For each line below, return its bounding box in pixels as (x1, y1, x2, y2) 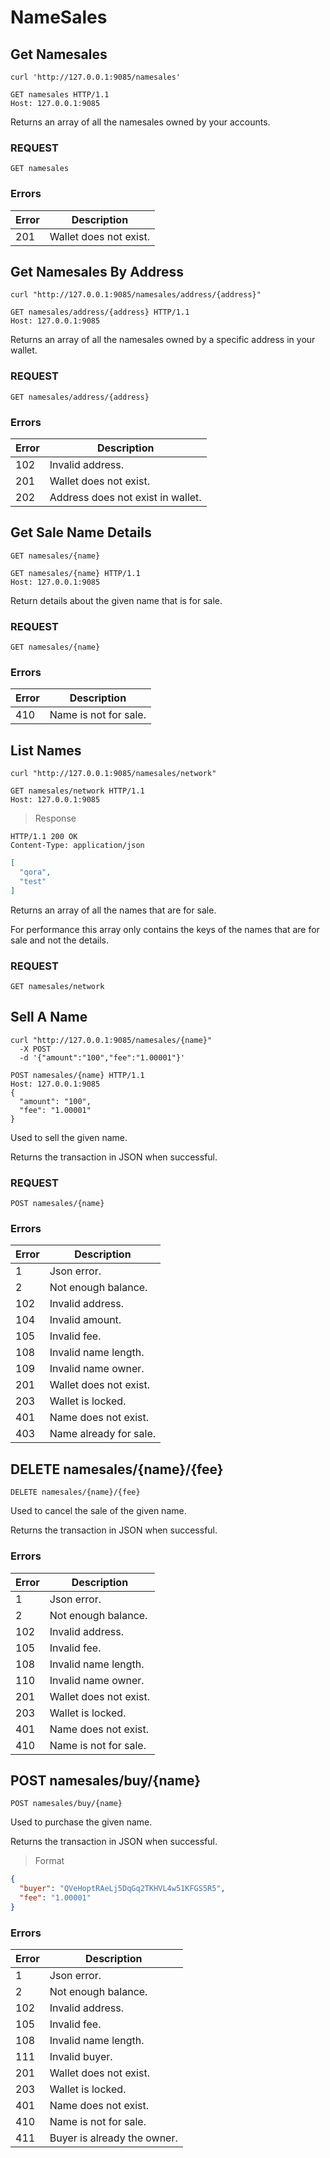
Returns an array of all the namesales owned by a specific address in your (10, 334, 316, 346)
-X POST (19, 1044, 52, 1054)
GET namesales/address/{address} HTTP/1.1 (10, 307, 190, 318)
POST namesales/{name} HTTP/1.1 (10, 1070, 145, 1080)
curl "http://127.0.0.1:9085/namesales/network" (10, 769, 217, 779)
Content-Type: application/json (10, 841, 145, 851)
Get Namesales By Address (10, 263, 184, 280)
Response (34, 812, 77, 825)
